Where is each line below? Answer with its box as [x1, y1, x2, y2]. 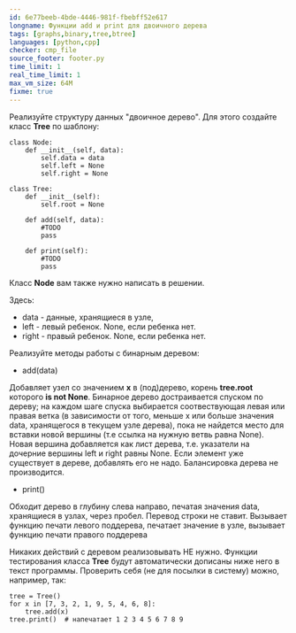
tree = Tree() [9, 591, 62, 600]
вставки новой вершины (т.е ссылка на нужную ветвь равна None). [9, 428, 265, 439]
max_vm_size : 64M [9, 79, 73, 88]
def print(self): [25, 246, 89, 255]
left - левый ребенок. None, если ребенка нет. [21, 320, 196, 332]
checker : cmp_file [9, 46, 77, 55]
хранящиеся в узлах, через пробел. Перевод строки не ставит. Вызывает [9, 510, 287, 521]
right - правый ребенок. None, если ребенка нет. [21, 330, 206, 341]
